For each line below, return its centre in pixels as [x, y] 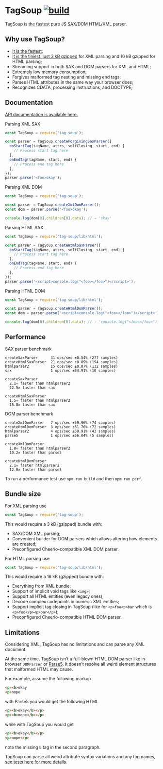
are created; [24, 544]
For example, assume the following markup [48, 679]
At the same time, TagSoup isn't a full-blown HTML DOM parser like [73, 659]
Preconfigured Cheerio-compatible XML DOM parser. [65, 549]
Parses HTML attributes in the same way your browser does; [73, 82]
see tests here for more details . [36, 762]
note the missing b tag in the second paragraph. [53, 747]
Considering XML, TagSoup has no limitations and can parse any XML [75, 644]
